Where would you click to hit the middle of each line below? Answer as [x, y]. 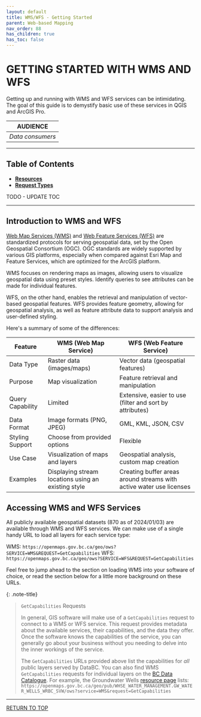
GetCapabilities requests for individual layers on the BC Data [97, 674]
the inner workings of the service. [63, 650]
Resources [29, 178]
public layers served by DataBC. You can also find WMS [90, 668]
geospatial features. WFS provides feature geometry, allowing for [103, 303]
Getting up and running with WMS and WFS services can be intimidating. [96, 98]
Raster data [64, 360]
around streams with [148, 479]
